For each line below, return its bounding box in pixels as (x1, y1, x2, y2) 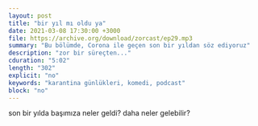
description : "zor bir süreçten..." (8, 49, 131, 57)
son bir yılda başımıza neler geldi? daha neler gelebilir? (8, 108, 191, 118)
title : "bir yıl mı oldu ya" (8, 19, 106, 27)
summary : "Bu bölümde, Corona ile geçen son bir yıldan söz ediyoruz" (8, 42, 251, 50)
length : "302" (8, 64, 56, 72)
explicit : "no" (8, 71, 60, 79)
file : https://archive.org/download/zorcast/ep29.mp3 (8, 34, 193, 43)
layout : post (8, 11, 52, 20)
